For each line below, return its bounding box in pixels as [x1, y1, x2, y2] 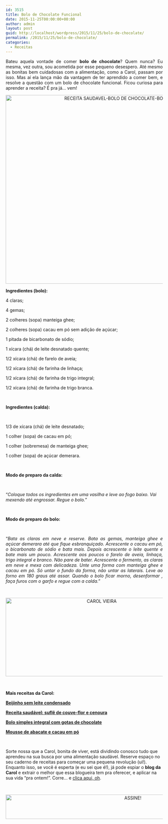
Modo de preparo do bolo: [5, 516, 60, 522]
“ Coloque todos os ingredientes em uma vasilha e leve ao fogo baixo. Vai [5, 491, 157, 497]
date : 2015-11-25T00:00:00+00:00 [5, 17, 75, 22]
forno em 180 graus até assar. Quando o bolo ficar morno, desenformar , [5, 573, 163, 579]
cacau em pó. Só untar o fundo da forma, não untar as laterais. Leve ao [5, 567, 163, 573]
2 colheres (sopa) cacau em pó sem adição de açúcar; [5, 326, 118, 332]
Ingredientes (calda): [5, 404, 50, 410]
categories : [5, 40, 30, 45]
